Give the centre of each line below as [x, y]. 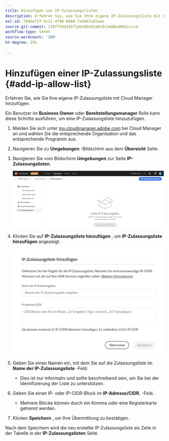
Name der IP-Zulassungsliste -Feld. [50, 369]
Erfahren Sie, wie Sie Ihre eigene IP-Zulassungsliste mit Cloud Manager [79, 98]
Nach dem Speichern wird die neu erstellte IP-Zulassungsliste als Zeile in [81, 428]
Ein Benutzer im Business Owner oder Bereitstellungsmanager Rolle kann [83, 113]
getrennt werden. [38, 408]
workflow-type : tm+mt [28, 32]
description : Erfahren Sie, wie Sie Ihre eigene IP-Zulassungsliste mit [83, 16]
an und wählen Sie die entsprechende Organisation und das [74, 133]
